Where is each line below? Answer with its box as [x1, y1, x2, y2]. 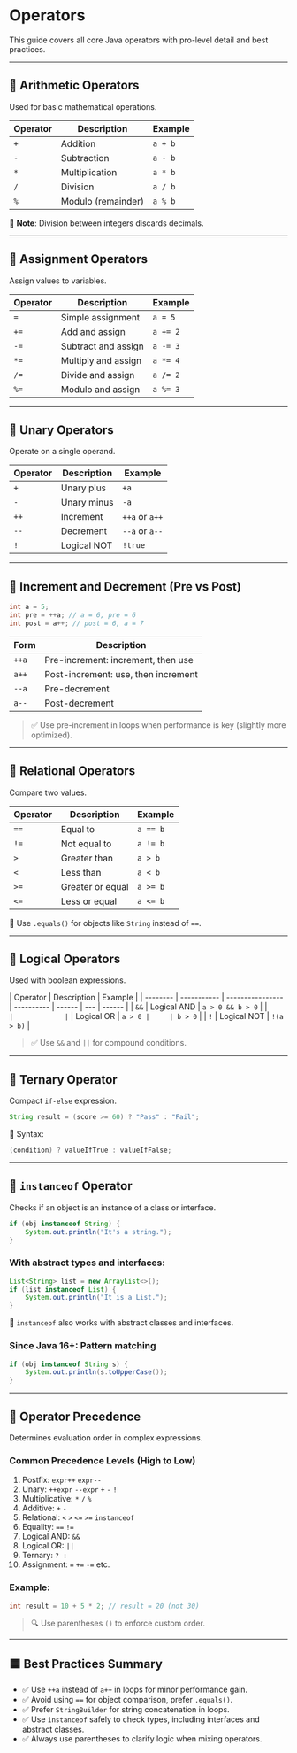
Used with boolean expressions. [9, 975, 126, 985]
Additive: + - [21, 1502, 67, 1514]
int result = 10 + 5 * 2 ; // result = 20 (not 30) [9, 1602, 200, 1610]
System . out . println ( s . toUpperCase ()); [25, 1368, 168, 1377]
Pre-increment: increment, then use [43, 653, 194, 666]
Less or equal [60, 895, 118, 907]
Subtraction [60, 151, 110, 164]
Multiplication [60, 166, 118, 178]
